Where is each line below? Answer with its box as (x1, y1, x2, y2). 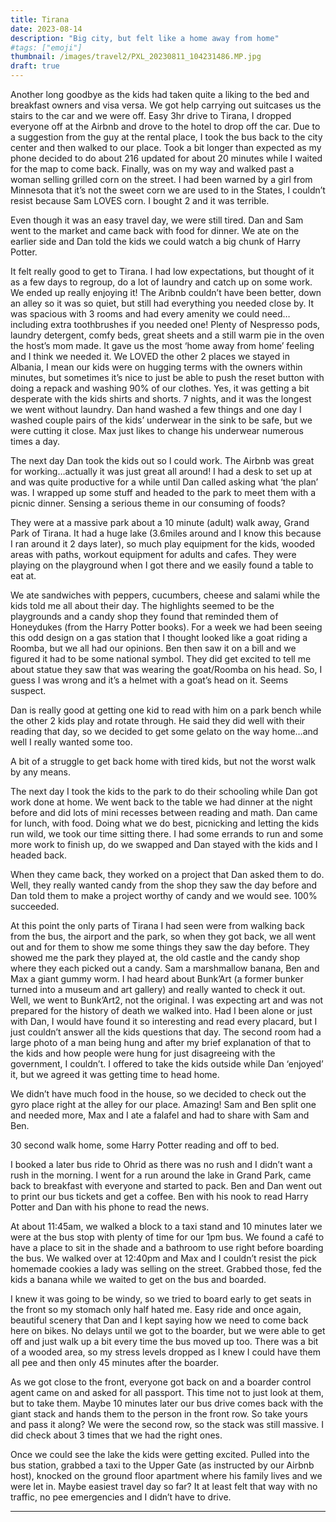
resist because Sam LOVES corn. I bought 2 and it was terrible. (10, 195, 270, 206)
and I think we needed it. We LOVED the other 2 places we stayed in (10, 351, 290, 362)
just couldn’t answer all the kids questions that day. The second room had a (10, 1026, 322, 1038)
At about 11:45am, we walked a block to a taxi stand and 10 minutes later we (10, 1221, 323, 1232)
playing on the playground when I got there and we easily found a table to (10, 559, 314, 571)
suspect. (10, 685, 47, 696)
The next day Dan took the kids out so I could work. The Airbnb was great (10, 455, 315, 466)
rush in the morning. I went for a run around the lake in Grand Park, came (10, 1169, 312, 1181)
